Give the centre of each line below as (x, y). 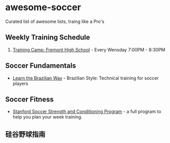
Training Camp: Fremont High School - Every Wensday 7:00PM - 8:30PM (89, 49)
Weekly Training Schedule (48, 37)
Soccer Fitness (30, 99)
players (20, 83)
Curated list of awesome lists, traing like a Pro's (55, 21)
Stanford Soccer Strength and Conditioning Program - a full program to (87, 111)
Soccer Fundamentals (41, 66)
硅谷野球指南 (25, 134)
